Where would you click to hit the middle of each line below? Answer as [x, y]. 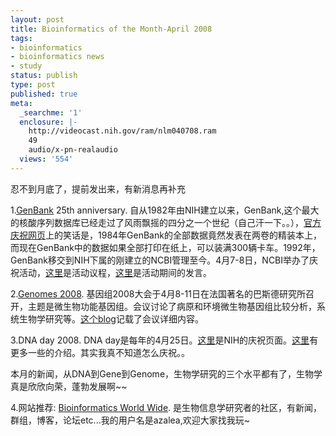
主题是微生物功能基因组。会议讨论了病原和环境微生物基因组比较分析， [172, 306]
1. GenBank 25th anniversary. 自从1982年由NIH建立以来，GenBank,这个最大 [165, 210]
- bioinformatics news [57, 57]
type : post [33, 85]
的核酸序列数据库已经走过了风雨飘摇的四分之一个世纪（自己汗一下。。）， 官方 [166, 222]
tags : [21, 38]
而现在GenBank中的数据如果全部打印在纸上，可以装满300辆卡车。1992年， [165, 247]
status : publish [44, 76]
